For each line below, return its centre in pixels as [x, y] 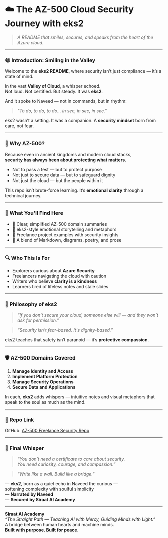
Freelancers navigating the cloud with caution [59, 276]
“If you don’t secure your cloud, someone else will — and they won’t [88, 315]
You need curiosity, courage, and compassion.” [66, 464]
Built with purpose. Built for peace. [42, 530]
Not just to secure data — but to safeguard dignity [64, 175]
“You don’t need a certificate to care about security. [71, 459]
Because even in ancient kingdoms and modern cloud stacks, [68, 154]
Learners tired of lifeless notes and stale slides [60, 287]
